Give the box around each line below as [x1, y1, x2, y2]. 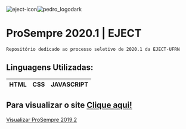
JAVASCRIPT [50, 80, 88, 88]
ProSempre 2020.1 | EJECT [6, 27, 142, 40]
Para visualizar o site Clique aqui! [6, 100, 132, 110]
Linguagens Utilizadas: [6, 63, 94, 73]
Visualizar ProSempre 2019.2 [6, 116, 77, 123]
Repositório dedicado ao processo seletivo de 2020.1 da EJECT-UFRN [6, 46, 180, 52]
